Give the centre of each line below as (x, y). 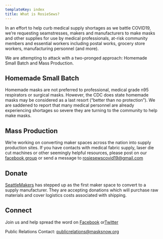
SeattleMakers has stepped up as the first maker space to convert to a (76, 185)
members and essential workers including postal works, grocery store (75, 43)
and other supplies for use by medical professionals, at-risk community (76, 38)
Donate (16, 173)
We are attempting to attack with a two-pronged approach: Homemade (76, 58)
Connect (18, 211)
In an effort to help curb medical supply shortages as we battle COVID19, (78, 28)
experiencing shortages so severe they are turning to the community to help (81, 111)
